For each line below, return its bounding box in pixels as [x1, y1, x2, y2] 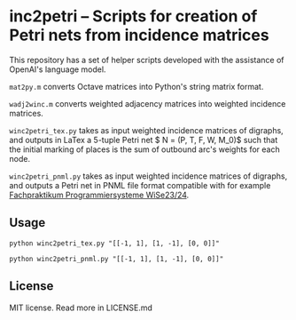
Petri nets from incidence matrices [9, 25, 269, 45]
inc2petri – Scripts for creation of [9, 6, 258, 27]
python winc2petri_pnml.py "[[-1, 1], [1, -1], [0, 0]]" [9, 254, 224, 263]
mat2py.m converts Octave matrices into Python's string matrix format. [9, 81, 264, 92]
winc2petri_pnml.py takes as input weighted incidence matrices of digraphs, [9, 171, 288, 181]
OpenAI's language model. [9, 64, 106, 75]
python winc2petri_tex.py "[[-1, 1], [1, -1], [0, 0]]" [9, 238, 220, 248]
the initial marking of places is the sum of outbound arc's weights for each [9, 144, 281, 155]
